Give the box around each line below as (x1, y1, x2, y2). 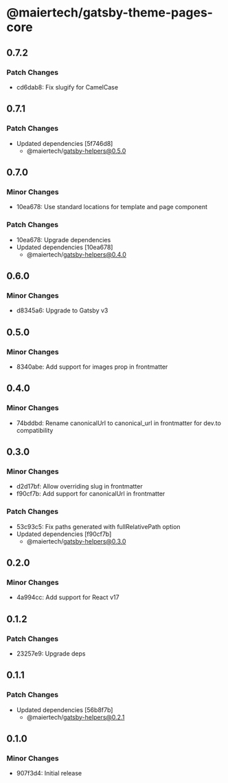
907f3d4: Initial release (16, 769, 82, 777)
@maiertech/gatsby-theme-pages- (6, 5, 214, 21)
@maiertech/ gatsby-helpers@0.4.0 (26, 250, 126, 259)
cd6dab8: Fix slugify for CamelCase (16, 83, 118, 91)
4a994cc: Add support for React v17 (16, 593, 119, 601)
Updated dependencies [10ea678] (16, 243, 113, 251)
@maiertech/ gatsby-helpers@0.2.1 (26, 713, 125, 721)
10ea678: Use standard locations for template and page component (16, 203, 207, 211)
